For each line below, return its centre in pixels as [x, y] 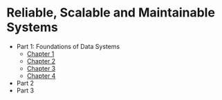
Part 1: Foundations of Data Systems [68, 46]
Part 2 [25, 83]
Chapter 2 [41, 61]
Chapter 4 [41, 76]
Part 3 [25, 90]
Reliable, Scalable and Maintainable [111, 13]
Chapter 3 [41, 68]
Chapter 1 [40, 54]
